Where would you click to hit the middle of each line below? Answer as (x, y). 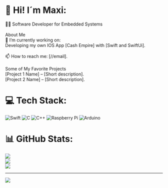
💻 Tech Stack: (36, 101)
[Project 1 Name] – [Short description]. (44, 74)
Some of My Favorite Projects (36, 68)
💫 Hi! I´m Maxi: (36, 10)
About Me (15, 34)
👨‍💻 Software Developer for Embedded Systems (54, 24)
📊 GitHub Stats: (39, 139)
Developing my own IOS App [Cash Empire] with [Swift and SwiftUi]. (75, 45)
